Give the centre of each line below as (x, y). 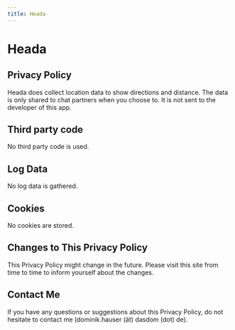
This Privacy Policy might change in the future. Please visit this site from (113, 265)
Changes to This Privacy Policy (77, 248)
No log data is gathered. (43, 186)
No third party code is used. (48, 147)
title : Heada (27, 14)
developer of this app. (40, 107)
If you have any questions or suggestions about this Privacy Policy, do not (115, 312)
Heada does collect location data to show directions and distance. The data (118, 92)
